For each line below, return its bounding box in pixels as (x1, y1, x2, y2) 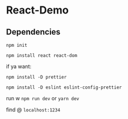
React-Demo (6, 4, 69, 17)
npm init (6, 42, 28, 48)
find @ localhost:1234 (6, 106, 60, 113)
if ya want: (6, 63, 32, 70)
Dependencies (6, 27, 60, 37)
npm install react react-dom (6, 53, 78, 59)
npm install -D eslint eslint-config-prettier (6, 84, 122, 90)
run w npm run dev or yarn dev (6, 95, 79, 101)
